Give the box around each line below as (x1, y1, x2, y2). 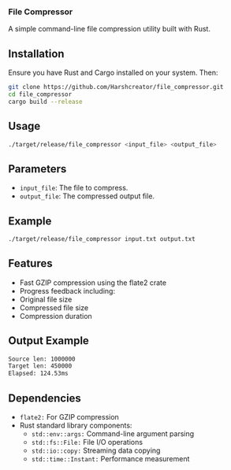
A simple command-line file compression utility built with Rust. (8, 24, 211, 34)
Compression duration (19, 311, 92, 320)
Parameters (8, 162, 67, 176)
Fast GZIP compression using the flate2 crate (19, 278, 167, 287)
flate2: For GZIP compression (19, 412, 120, 421)
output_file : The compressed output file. (19, 191, 155, 201)
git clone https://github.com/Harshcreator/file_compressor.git (8, 83, 224, 91)
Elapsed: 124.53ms (8, 369, 69, 378)
